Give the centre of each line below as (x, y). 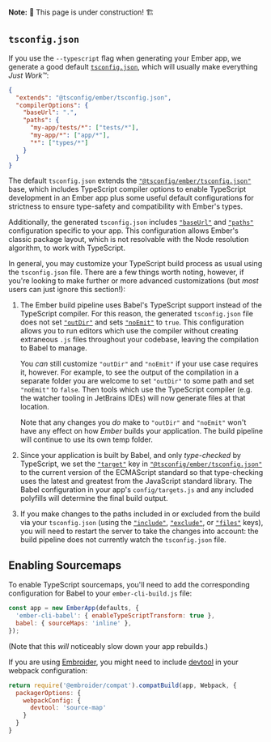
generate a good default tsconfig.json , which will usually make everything (133, 66)
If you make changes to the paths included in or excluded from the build (140, 514)
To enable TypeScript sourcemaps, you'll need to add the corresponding (129, 585)
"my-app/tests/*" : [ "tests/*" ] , (84, 128)
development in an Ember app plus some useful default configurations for (131, 198)
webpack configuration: (48, 670)
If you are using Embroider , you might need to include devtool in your (123, 662)
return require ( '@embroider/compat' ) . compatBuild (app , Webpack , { (123, 685)
